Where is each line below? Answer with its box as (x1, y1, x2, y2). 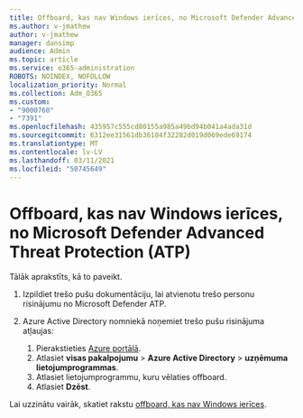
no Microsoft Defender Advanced (9, 222, 265, 243)
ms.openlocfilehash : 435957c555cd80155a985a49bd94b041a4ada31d (9, 123, 252, 132)
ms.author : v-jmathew (9, 22, 91, 31)
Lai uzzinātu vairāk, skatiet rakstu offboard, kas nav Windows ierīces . (9, 399, 268, 410)
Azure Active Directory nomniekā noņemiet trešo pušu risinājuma (22, 316, 264, 327)
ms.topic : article (9, 55, 78, 64)
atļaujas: (22, 326, 54, 337)
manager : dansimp (9, 38, 75, 48)
